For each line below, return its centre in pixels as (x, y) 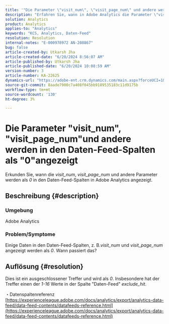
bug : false (17, 47)
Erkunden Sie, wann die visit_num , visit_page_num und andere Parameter (81, 175)
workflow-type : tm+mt (28, 90)
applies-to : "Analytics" (31, 29)
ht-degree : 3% (20, 99)
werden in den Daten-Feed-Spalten (80, 150)
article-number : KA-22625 (32, 76)
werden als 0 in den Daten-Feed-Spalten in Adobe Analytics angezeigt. (79, 180)
